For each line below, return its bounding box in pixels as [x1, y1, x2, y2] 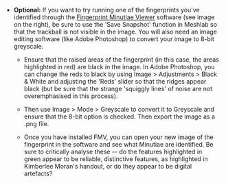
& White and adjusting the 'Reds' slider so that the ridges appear [23, 77, 207, 85]
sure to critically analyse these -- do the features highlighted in [23, 147, 203, 156]
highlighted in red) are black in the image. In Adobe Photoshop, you [23, 63, 215, 71]
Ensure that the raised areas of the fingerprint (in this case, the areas [23, 56, 220, 64]
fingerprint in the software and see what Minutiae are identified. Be [23, 141, 214, 148]
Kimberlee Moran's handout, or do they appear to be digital [23, 162, 192, 170]
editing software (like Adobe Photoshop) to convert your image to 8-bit [13, 35, 215, 43]
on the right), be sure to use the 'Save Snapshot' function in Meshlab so [13, 21, 218, 28]
